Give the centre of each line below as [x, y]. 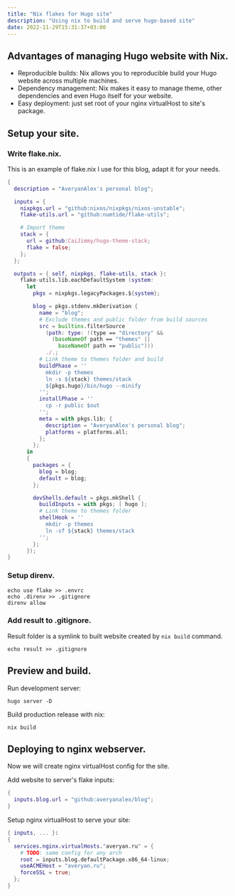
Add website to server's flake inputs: [61, 780]
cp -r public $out [72, 406]
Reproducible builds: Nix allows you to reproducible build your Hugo [117, 73]
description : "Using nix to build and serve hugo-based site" [101, 21]
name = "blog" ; [61, 313]
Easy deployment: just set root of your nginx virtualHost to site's [111, 103]
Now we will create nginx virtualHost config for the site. [88, 766]
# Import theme [43, 228]
